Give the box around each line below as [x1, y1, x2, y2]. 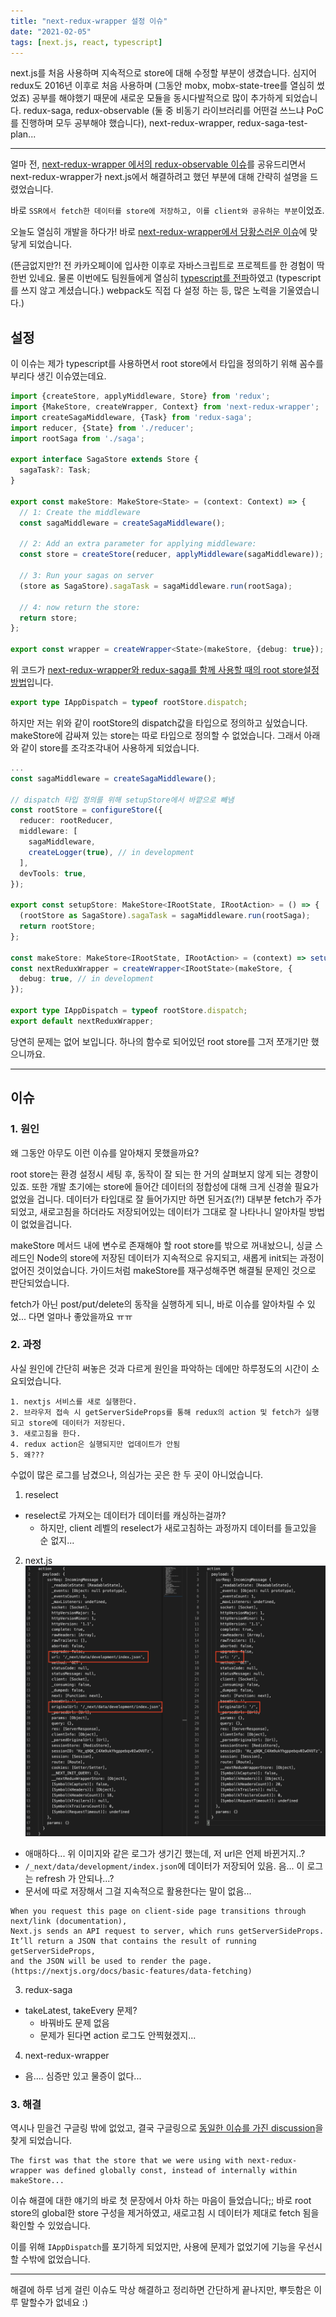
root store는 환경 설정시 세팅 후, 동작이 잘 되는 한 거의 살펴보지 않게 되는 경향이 [10, 1168, 319, 1180]
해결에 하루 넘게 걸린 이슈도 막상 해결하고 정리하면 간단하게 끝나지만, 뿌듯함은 [10, 2284, 312, 2296]
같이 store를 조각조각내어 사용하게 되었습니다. [20, 741, 200, 754]
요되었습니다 [10, 1375, 60, 1387]
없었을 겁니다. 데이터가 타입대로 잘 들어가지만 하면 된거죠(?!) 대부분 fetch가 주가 [10, 1193, 322, 1205]
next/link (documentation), [10, 1916, 128, 1927]
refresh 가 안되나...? [35, 1873, 115, 1885]
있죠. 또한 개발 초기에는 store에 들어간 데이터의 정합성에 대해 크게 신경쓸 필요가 [10, 1180, 319, 1192]
